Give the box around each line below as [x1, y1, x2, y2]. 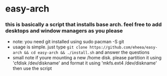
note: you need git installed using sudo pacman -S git [12, 39, 124, 45]
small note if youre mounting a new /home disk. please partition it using [12, 55, 162, 61]
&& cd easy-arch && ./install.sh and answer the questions [24, 49, 150, 55]
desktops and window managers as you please [5, 27, 123, 34]
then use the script [12, 65, 52, 71]
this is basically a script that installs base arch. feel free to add [5, 21, 162, 28]
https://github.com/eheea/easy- [89, 45, 158, 50]
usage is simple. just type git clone [12, 44, 88, 50]
